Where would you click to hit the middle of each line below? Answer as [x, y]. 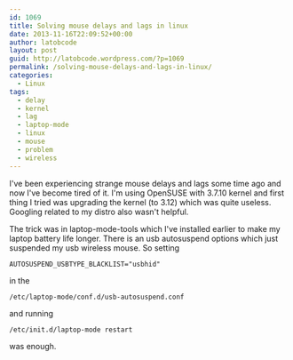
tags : [19, 92]
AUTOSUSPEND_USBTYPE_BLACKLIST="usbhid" [85, 264]
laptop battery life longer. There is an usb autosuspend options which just [144, 238]
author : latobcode [43, 42]
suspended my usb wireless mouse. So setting [95, 248]
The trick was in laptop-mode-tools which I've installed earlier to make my [145, 228]
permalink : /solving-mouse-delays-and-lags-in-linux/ [111, 68]
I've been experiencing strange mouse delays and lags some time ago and [145, 183]
